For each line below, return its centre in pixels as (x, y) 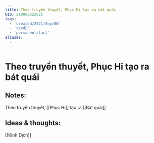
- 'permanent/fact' (30, 33)
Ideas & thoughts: (33, 123)
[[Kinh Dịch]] (18, 135)
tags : (11, 19)
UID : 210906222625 (24, 14)
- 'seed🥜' (20, 28)
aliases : (14, 38)
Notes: (16, 96)
